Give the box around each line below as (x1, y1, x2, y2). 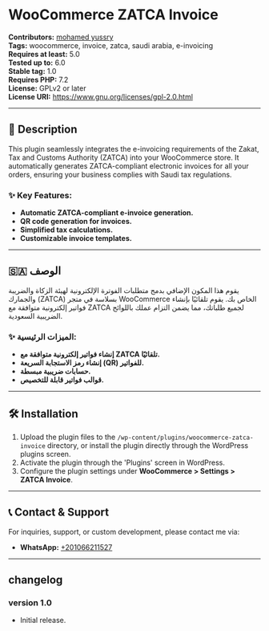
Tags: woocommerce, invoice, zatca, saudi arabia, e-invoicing (8, 40, 214, 50)
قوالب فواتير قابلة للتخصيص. (19, 375, 104, 385)
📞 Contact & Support (8, 506, 110, 519)
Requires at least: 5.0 (8, 49, 80, 59)
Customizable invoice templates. (19, 234, 132, 243)
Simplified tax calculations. (19, 225, 114, 234)
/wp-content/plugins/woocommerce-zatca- (117, 434, 254, 442)
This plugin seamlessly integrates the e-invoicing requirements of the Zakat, (8, 144, 259, 153)
